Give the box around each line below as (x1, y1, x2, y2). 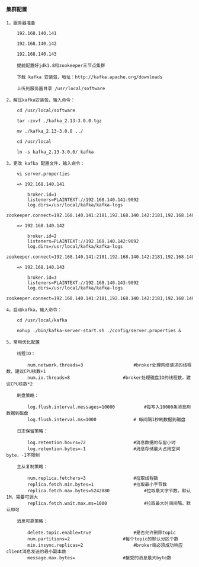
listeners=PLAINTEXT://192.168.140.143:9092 (27, 280, 139, 286)
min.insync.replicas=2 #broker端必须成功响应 (27, 543, 183, 549)
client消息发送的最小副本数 (6, 549, 66, 555)
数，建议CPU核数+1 (6, 368, 46, 375)
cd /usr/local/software (17, 107, 76, 114)
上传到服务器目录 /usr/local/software (17, 86, 105, 92)
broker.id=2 (27, 233, 57, 240)
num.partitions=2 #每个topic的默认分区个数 (27, 536, 179, 542)
